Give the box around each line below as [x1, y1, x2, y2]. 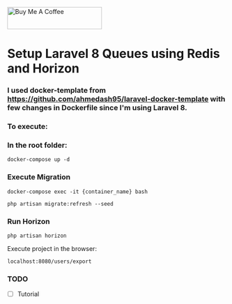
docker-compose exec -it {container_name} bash [7, 188, 148, 195]
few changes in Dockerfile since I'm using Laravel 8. [7, 103, 187, 113]
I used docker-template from [7, 86, 107, 96]
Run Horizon [7, 216, 50, 226]
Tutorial [17, 290, 40, 298]
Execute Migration [7, 172, 71, 182]
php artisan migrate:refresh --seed [7, 200, 114, 207]
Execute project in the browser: [7, 244, 98, 252]
